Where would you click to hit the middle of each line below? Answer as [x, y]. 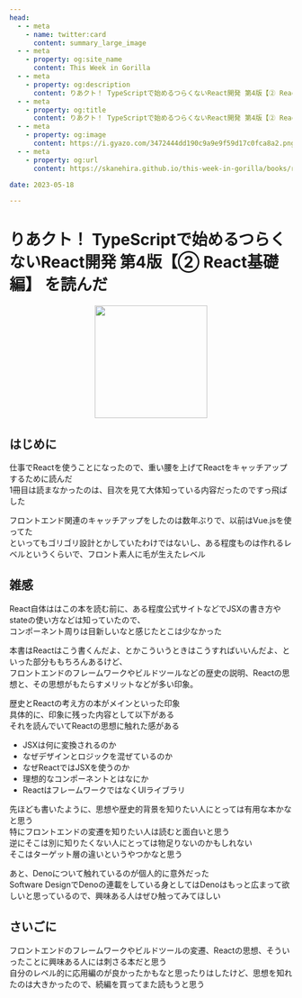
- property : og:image [66, 135]
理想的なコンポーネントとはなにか [85, 778]
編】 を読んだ [58, 285]
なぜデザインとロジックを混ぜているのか [98, 756]
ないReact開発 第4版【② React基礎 [144, 263]
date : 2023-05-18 [42, 185]
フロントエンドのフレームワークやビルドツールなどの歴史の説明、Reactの [146, 673]
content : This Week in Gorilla [92, 68]
